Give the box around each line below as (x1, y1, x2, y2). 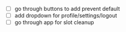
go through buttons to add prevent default (14, 5, 120, 12)
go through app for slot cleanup (14, 19, 94, 26)
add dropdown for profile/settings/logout (14, 12, 117, 19)
